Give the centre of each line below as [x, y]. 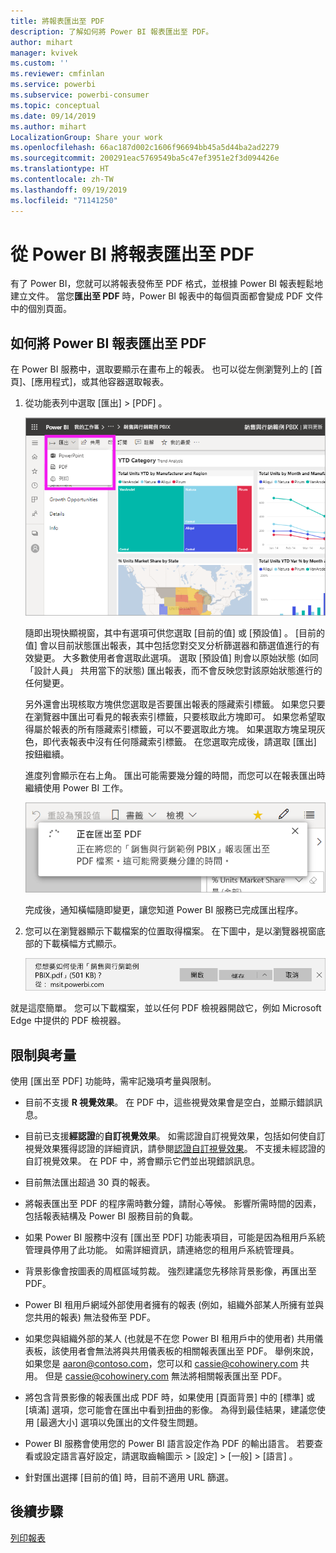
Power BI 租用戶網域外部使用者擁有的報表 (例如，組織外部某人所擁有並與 [174, 1305]
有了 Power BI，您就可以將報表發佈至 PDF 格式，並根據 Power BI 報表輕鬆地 [166, 284]
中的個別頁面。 [41, 309]
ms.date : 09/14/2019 [53, 116]
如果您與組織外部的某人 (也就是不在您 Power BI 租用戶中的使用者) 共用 [169, 1339]
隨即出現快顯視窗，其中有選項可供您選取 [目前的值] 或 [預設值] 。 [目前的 [175, 632]
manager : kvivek [44, 53]
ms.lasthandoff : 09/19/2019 [69, 190]
